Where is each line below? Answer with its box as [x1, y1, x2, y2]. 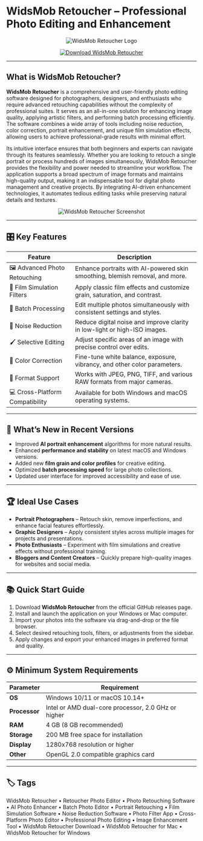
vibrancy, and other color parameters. [75, 360, 182, 368]
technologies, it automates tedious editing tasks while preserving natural [6, 189, 187, 197]
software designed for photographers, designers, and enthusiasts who [6, 94, 182, 102]
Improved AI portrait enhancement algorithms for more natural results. [14, 440, 192, 448]
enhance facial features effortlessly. [14, 522, 105, 530]
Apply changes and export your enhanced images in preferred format [14, 636, 188, 643]
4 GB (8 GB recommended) [45, 721, 124, 729]
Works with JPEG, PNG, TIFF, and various [75, 370, 193, 378]
